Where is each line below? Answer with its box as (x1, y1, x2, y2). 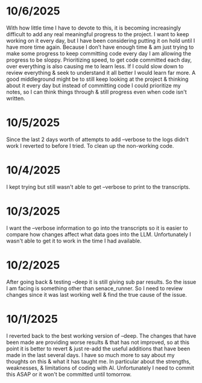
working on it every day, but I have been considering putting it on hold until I (6, 37, 195, 44)
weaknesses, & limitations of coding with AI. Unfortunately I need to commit (6, 364, 195, 372)
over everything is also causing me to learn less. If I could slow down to (6, 62, 184, 70)
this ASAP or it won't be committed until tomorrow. (6, 370, 132, 378)
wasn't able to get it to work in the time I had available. (6, 237, 142, 244)
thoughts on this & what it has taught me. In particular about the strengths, (6, 358, 191, 365)
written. (6, 95, 25, 102)
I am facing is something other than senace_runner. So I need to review (6, 285, 183, 292)
